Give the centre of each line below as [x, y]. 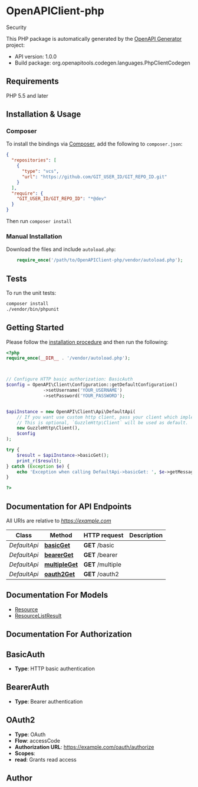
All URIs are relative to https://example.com [59, 521]
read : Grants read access [45, 759]
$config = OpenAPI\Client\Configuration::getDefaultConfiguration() [92, 385]
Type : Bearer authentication [49, 701]
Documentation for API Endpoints [69, 506]
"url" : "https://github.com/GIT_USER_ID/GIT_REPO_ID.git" [94, 177]
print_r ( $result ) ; [39, 461]
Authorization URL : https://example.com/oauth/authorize [84, 747]
